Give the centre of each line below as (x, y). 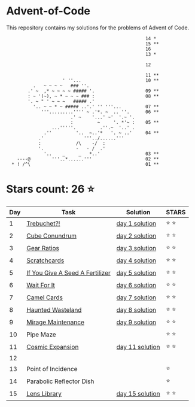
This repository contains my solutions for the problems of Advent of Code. (98, 28)
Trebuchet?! (43, 224)
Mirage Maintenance (56, 323)
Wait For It (41, 285)
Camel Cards (45, 297)
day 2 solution (136, 236)
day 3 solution (136, 248)
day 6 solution (136, 285)
